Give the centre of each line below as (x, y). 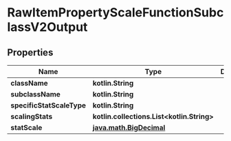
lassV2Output (47, 27)
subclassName (35, 94)
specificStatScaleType (48, 105)
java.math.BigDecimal (129, 128)
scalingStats (32, 116)
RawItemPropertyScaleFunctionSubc (115, 13)
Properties (30, 52)
